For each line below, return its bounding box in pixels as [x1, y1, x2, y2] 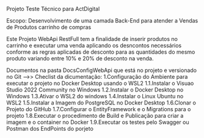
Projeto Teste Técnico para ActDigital [6, 5, 100, 12]
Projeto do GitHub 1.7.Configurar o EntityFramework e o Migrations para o [6, 106, 191, 112]
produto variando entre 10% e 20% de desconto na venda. [6, 55, 154, 62]
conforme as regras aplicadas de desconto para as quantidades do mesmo [6, 48, 195, 56]
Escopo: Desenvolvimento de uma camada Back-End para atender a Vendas [6, 17, 199, 24]
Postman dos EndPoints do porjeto [6, 125, 93, 132]
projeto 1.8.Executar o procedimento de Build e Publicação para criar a [6, 112, 184, 119]
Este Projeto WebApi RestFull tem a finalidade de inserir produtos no [6, 35, 178, 42]
